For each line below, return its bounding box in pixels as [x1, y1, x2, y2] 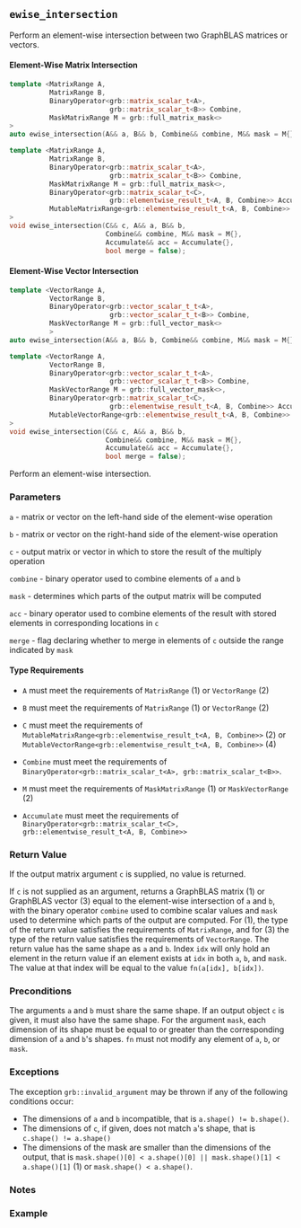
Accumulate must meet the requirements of [21, 809, 179, 821]
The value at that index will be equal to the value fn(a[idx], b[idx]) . [9, 962, 264, 974]
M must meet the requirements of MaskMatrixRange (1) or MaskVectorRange [21, 782, 289, 794]
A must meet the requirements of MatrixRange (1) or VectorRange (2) [21, 685, 270, 695]
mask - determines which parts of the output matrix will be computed [9, 590, 262, 601]
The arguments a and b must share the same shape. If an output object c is [9, 1005, 285, 1016]
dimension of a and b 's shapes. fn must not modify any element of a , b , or [9, 1034, 280, 1045]
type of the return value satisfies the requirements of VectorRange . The [9, 934, 270, 945]
